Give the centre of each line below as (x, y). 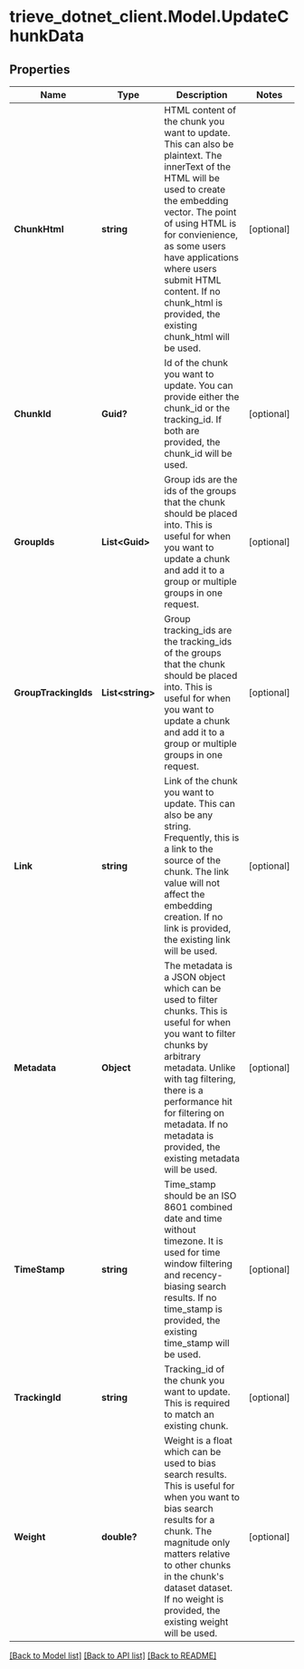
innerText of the (198, 167)
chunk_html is (194, 303)
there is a (184, 1090)
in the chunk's (194, 1577)
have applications (202, 257)
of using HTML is (200, 223)
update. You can (199, 385)
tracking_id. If (193, 419)
